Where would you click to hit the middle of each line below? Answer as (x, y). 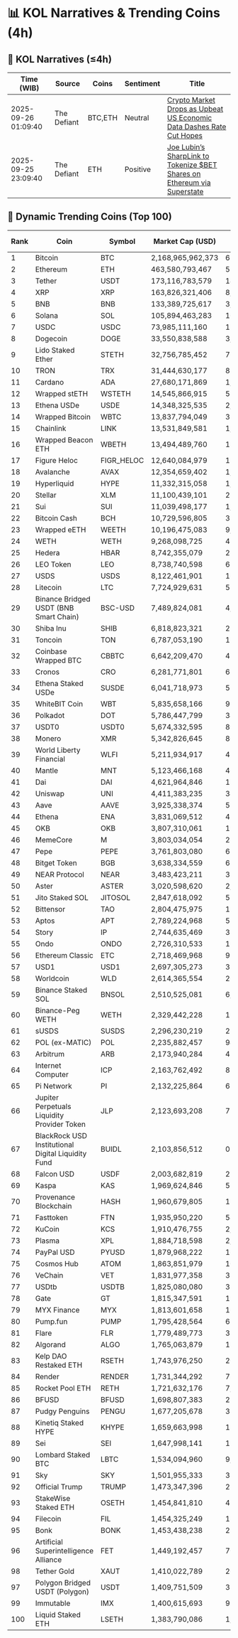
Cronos (47, 672)
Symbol (122, 241)
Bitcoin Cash (56, 518)
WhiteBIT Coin (59, 704)
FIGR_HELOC (122, 460)
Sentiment (142, 84)
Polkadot (50, 715)
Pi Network (53, 1086)
